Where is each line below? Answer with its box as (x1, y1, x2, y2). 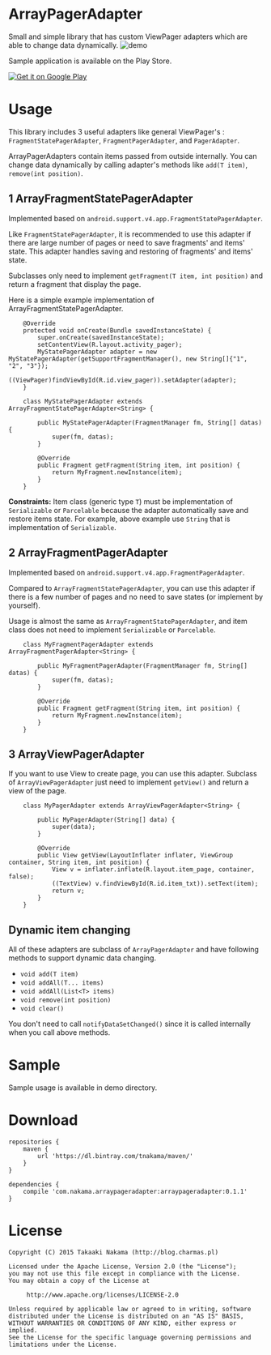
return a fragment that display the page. (8, 279, 142, 289)
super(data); (51, 823, 95, 831)
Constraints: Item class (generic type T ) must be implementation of (8, 496, 233, 507)
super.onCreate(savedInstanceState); (37, 333, 164, 341)
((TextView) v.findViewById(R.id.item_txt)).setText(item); (51, 880, 259, 888)
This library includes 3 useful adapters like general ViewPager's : (8, 126, 225, 136)
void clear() (19, 1005, 65, 1013)
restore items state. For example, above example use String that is (8, 514, 231, 524)
